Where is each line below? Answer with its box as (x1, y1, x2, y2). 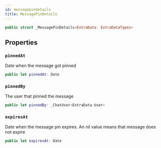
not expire (5, 129, 25, 135)
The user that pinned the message (5, 93, 74, 99)
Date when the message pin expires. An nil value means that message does (5, 124, 156, 130)
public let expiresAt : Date (5, 139, 62, 144)
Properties (5, 38, 38, 47)
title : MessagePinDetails (5, 12, 57, 16)
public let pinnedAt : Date (5, 72, 60, 77)
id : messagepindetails (5, 7, 51, 12)
